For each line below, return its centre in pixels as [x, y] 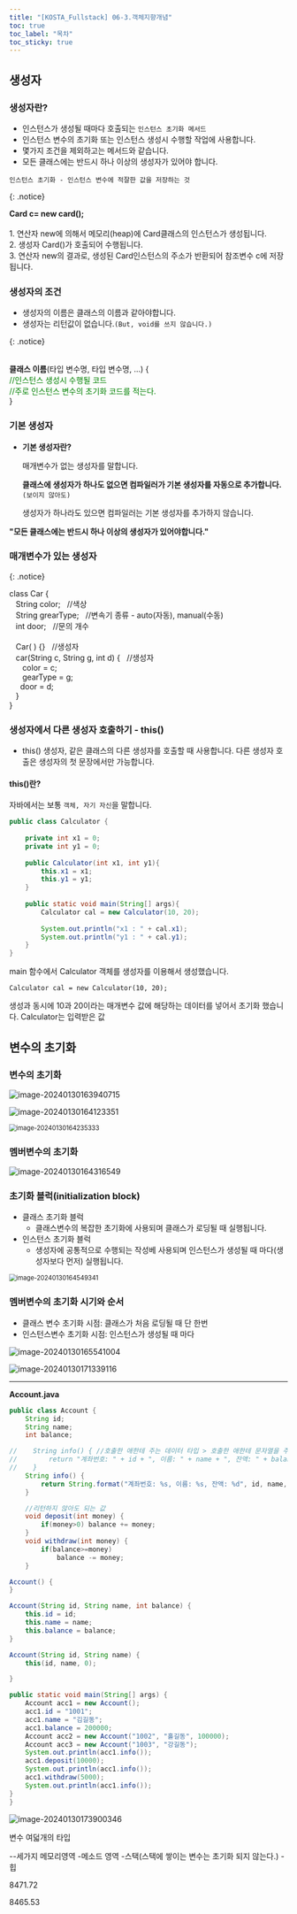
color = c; [39, 667]
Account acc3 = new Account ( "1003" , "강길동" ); [111, 1744]
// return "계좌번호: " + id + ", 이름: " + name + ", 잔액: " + [138, 1460]
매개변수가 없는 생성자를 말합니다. [80, 465]
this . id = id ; [51, 1614]
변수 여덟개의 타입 [40, 1837]
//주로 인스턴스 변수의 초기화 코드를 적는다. [83, 391]
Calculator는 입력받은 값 [63, 1017]
